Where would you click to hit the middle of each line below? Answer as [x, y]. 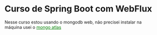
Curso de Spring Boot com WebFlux [78, 9]
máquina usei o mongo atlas [33, 27]
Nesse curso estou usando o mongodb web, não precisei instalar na [73, 22]
